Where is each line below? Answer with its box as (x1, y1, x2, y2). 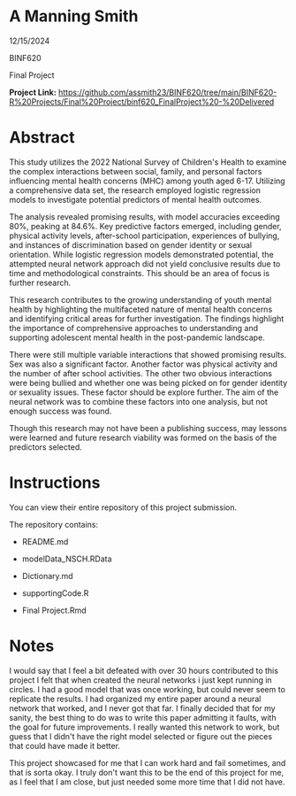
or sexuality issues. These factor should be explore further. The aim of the (9, 387, 279, 398)
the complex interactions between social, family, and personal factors (9, 166, 262, 176)
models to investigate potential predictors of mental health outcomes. (9, 194, 262, 205)
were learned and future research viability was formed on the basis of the (9, 432, 277, 443)
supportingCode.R (21, 587, 89, 599)
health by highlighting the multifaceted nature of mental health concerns (9, 304, 273, 314)
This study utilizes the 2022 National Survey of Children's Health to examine (9, 157, 287, 167)
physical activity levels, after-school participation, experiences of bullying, (9, 230, 280, 241)
